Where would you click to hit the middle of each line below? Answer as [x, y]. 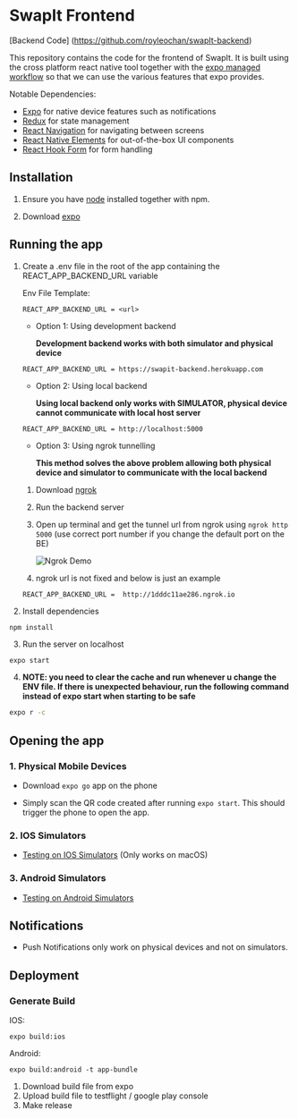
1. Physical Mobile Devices [68, 766]
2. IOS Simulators [48, 835]
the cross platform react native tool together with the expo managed [135, 67]
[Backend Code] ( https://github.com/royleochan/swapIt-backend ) [131, 40]
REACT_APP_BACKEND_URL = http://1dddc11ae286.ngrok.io [128, 594]
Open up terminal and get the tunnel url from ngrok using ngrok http [162, 524]
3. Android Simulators [58, 878]
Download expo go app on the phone [90, 785]
